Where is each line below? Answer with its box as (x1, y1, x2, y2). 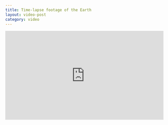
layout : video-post (5, 12, 47, 17)
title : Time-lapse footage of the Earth (5, 7, 92, 13)
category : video (5, 17, 39, 22)
